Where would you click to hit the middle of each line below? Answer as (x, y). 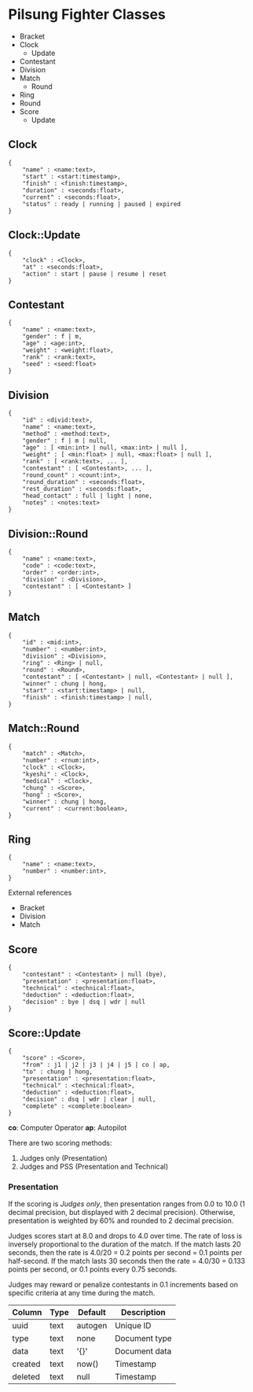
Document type (143, 1338)
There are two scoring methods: (60, 1143)
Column (27, 1313)
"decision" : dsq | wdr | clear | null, (89, 1099)
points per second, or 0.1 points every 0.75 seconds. (93, 1269)
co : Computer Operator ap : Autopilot (68, 1128)
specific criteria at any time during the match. (82, 1293)
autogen (92, 1326)
